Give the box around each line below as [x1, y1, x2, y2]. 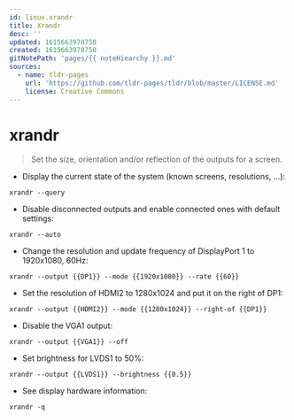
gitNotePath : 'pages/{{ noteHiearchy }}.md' [9, 54, 176, 63]
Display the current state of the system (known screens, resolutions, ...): [21, 172, 286, 182]
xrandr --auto [9, 231, 62, 240]
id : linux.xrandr [9, 12, 73, 22]
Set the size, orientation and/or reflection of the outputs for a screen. [30, 154, 282, 164]
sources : [9, 63, 42, 72]
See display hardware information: [21, 386, 148, 396]
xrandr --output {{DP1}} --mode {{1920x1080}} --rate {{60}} [9, 272, 240, 281]
